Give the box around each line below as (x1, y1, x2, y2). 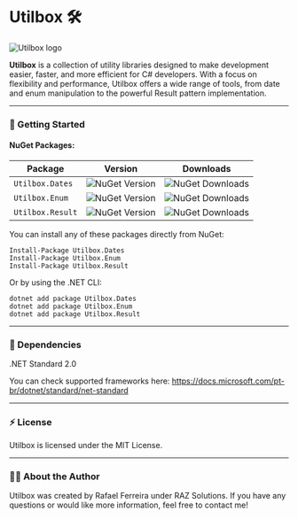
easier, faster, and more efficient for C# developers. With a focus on (9, 68, 257, 80)
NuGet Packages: (9, 140, 75, 151)
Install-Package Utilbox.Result (9, 262, 129, 271)
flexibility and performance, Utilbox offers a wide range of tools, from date (9, 78, 281, 89)
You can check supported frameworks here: (9, 376, 170, 386)
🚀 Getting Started (9, 118, 86, 130)
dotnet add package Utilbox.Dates (9, 294, 137, 304)
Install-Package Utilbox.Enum (9, 254, 122, 263)
